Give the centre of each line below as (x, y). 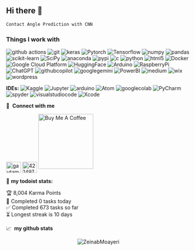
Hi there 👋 (24, 11)
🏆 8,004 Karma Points (34, 193)
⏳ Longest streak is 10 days (39, 215)
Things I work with (33, 39)
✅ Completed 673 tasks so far (42, 208)
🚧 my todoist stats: (30, 181)
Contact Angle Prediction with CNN (49, 24)
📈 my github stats (30, 228)
